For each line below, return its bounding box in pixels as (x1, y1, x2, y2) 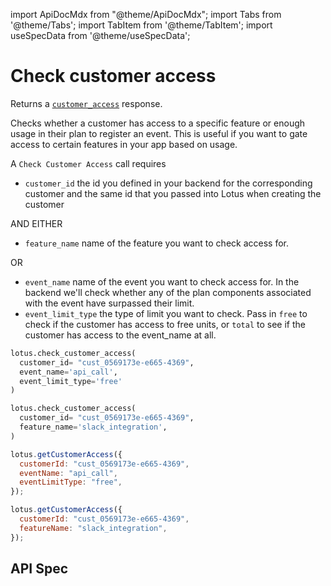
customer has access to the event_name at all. (24, 329, 217, 341)
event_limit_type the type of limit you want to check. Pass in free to (24, 307, 308, 319)
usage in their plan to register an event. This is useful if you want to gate (10, 127, 308, 139)
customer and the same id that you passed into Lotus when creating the (24, 187, 322, 199)
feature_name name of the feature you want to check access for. (24, 237, 290, 249)
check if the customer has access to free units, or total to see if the (24, 318, 306, 330)
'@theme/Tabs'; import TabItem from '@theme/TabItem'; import (10, 19, 273, 31)
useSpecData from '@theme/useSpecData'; (10, 30, 191, 41)
